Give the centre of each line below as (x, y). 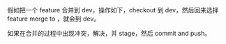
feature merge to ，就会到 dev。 (54, 19)
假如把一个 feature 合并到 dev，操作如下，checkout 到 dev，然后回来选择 (113, 10)
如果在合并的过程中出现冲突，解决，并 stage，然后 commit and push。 (109, 33)
